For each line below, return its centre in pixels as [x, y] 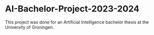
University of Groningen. [30, 27]
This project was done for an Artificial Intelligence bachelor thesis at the [77, 22]
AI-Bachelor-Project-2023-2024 [72, 9]
